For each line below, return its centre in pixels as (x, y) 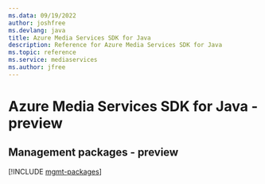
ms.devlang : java (37, 30)
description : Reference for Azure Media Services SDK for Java (115, 45)
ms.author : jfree (37, 67)
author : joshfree (37, 23)
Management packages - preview (94, 153)
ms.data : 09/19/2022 (43, 15)
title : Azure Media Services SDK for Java (80, 38)
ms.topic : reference (43, 52)
